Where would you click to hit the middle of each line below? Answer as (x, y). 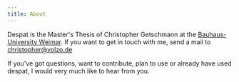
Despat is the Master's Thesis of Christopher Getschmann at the (102, 34)
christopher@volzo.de (40, 49)
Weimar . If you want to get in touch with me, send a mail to (125, 42)
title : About (27, 14)
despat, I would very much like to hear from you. (78, 71)
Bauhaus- (212, 34)
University (22, 42)
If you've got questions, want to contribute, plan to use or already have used (119, 63)
